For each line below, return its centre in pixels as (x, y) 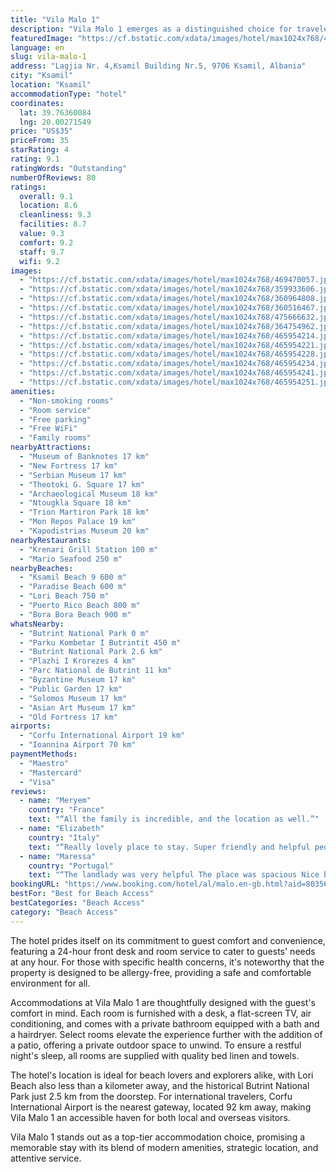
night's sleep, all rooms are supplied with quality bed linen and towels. (155, 1055)
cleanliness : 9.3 (55, 215)
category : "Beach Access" (64, 912)
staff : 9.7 (42, 252)
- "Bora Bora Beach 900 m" (75, 614)
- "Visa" (37, 782)
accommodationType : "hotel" (69, 94)
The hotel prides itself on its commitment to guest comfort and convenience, (168, 940)
